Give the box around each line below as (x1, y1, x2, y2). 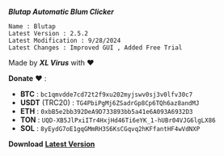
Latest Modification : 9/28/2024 (8, 36, 121, 44)
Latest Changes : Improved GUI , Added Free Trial (8, 44, 183, 52)
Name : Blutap (8, 23, 57, 31)
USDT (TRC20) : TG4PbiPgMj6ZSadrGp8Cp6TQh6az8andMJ (19, 98, 200, 108)
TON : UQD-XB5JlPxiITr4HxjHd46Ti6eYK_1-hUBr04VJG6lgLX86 (19, 115, 216, 124)
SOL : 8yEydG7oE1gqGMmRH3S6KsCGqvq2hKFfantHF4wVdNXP (19, 124, 201, 133)
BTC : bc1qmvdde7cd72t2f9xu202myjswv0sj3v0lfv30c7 (19, 89, 193, 99)
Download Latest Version (8, 139, 95, 149)
